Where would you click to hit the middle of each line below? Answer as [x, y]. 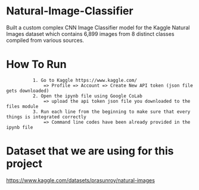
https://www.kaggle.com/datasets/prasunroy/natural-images [80, 180]
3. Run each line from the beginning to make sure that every [111, 112]
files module [22, 106]
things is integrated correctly [46, 117]
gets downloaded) [28, 91]
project [24, 164]
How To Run [36, 65]
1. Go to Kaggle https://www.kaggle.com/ [85, 80]
